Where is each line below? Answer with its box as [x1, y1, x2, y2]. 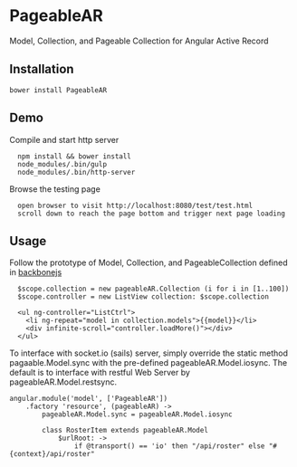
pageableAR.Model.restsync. [9, 376, 118, 387]
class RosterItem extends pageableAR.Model [42, 426, 208, 435]
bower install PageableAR [9, 85, 107, 95]
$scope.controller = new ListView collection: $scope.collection [17, 292, 270, 301]
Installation [9, 62, 74, 77]
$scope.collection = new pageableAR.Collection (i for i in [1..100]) [17, 284, 290, 294]
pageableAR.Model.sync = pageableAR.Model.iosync [42, 410, 233, 419]
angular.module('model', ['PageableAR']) [9, 395, 168, 404]
